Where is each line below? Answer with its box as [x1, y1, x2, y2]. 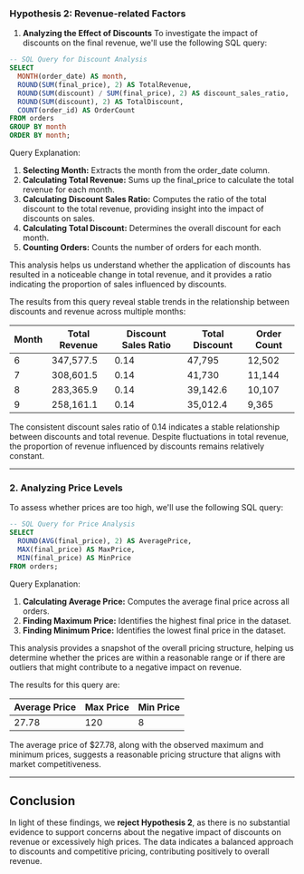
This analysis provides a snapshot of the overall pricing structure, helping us [9, 642, 294, 653]
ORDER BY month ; [9, 131, 71, 141]
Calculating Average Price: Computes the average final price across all [22, 596, 290, 607]
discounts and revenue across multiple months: [9, 306, 186, 317]
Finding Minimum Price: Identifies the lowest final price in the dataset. [22, 625, 287, 636]
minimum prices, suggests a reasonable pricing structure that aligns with [9, 749, 280, 760]
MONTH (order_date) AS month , [17, 72, 128, 82]
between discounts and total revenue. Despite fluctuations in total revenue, [9, 432, 290, 442]
